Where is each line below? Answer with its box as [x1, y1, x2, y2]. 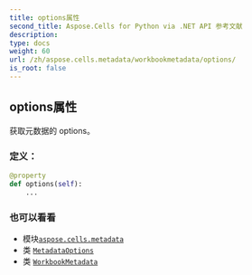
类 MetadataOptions [22, 244, 95, 255]
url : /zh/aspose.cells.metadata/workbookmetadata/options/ [9, 55, 237, 64]
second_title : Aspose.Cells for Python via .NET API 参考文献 [9, 22, 243, 31]
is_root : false [9, 64, 67, 73]
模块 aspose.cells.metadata [22, 232, 125, 244]
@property [9, 171, 47, 180]
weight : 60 [9, 47, 51, 56]
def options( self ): [9, 179, 83, 188]
